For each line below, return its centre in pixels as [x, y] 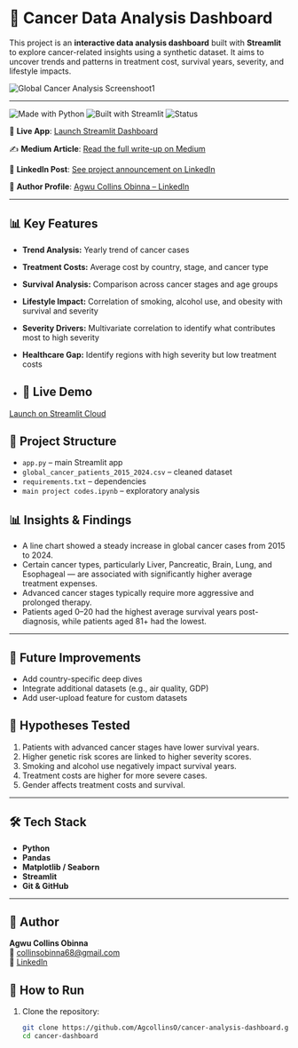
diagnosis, [41, 622]
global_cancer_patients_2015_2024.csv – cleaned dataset [127, 472]
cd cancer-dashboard [60, 1036]
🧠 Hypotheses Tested [70, 726]
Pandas [36, 857]
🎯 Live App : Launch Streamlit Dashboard [83, 131]
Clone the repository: [61, 1012]
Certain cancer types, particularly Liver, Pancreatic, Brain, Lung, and [147, 565]
